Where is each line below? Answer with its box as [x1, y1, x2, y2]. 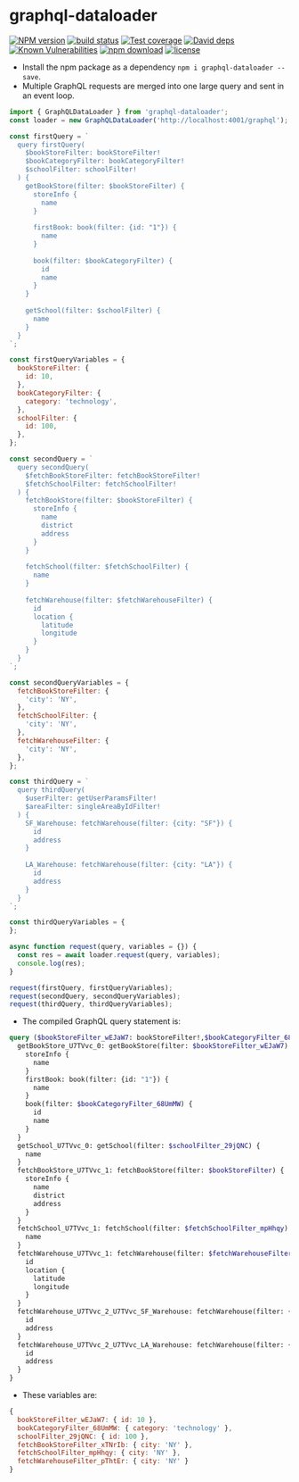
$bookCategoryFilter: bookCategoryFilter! [25, 157, 185, 166]
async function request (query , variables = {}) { [9, 943, 198, 952]
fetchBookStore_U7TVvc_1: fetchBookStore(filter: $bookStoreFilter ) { [17, 1166, 285, 1175]
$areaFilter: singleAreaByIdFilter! [25, 803, 162, 812]
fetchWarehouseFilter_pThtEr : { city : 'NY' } [17, 1457, 190, 1466]
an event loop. [21, 90, 76, 101]
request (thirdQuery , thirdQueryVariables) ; [9, 1000, 174, 1009]
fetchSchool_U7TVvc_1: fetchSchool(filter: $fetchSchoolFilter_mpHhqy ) [17, 1224, 289, 1233]
